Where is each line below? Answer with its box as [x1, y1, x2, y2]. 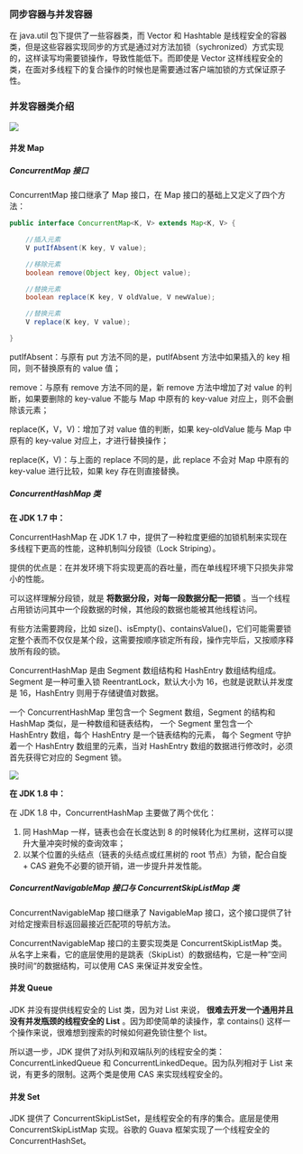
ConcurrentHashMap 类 [9, 488, 101, 499]
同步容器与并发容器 [9, 7, 93, 20]
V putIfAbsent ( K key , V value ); [25, 243, 147, 252]
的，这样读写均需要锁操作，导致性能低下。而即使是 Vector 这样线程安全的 [9, 52, 284, 64]
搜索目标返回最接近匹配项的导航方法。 [32, 918, 176, 929]
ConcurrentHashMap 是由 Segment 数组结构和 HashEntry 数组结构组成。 [9, 664, 281, 675]
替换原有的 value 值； [40, 362, 122, 373]
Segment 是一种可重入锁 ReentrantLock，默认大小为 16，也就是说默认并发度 [9, 676, 294, 687]
